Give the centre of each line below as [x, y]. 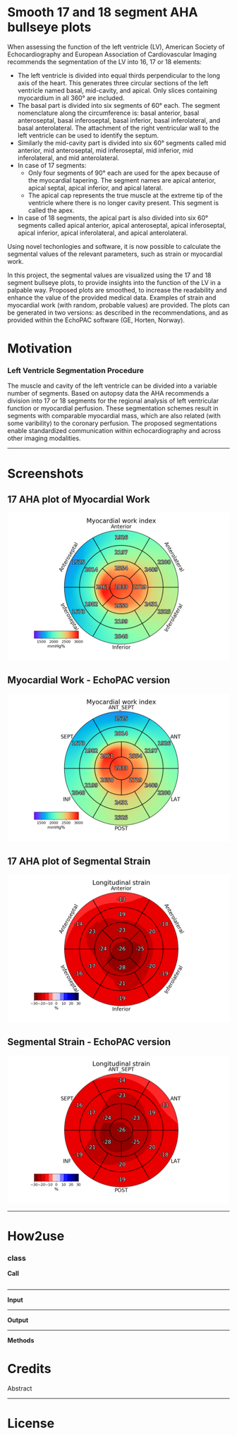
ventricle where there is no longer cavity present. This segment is [123, 202]
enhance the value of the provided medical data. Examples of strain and [112, 298]
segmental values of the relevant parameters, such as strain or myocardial [115, 254]
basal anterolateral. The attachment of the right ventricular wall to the [118, 128]
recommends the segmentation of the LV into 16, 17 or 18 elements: [105, 61]
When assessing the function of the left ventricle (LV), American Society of [116, 47]
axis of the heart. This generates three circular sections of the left [113, 83]
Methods [21, 1341]
